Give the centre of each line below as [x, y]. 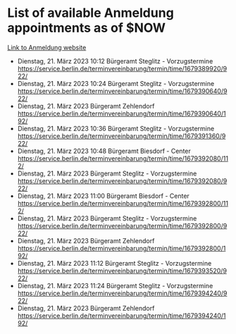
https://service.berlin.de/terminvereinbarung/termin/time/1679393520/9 [122, 271]
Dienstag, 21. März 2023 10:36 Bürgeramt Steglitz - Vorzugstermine [116, 128]
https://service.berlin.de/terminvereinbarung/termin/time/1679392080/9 [122, 180]
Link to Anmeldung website [47, 47]
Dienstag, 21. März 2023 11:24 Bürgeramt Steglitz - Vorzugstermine [115, 285]
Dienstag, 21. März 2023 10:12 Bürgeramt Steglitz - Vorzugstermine [115, 61]
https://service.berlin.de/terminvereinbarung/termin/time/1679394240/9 [122, 293]
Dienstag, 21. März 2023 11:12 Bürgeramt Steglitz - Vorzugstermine [114, 263]
